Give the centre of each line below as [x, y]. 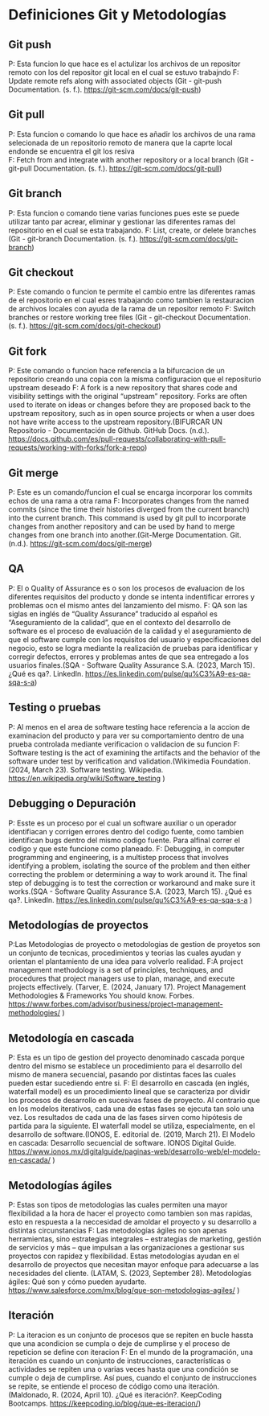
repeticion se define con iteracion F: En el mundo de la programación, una [130, 1352]
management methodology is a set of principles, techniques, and [116, 970]
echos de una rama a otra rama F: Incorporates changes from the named [128, 501]
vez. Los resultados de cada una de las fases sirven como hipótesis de [125, 1118]
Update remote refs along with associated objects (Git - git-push [115, 81]
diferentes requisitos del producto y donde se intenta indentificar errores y [132, 596]
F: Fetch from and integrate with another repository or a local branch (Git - [131, 159]
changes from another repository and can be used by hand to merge [122, 527]
